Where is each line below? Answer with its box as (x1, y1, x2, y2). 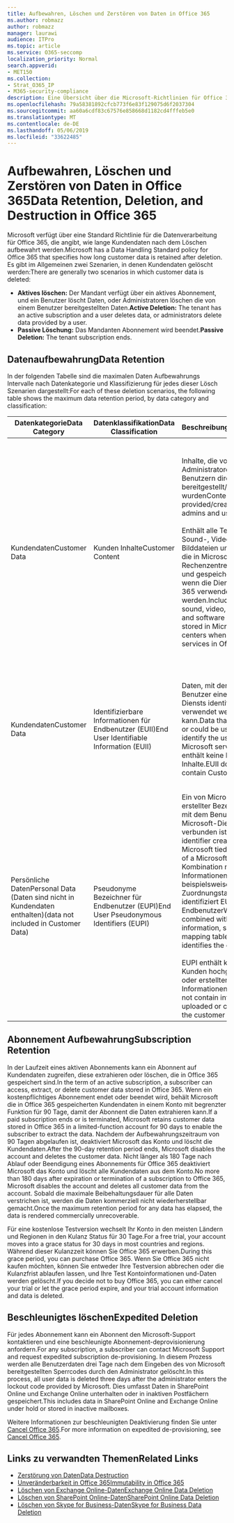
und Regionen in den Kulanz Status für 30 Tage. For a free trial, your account (7, 1232, 226, 1241)
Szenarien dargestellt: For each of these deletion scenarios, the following (7, 387, 216, 395)
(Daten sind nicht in (10, 893, 75, 902)
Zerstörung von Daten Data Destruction (17, 1471, 129, 1480)
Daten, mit (181, 681, 215, 690)
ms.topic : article (7, 43, 61, 49)
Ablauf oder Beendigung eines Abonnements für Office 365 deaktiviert (7, 1159, 210, 1168)
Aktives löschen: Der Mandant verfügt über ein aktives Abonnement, (17, 289, 217, 297)
